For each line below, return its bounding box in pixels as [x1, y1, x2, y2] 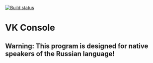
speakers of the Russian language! [5, 50, 115, 58]
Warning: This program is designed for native [5, 42, 149, 50]
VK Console [5, 22, 56, 33]
